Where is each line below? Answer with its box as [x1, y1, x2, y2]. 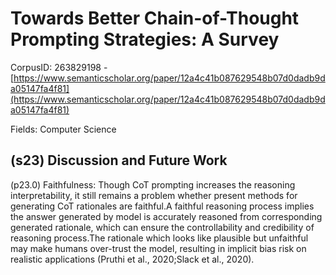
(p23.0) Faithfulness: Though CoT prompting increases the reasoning [10, 178, 296, 191]
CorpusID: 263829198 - [10, 61, 108, 73]
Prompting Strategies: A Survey [10, 28, 280, 51]
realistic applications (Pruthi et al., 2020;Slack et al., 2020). [10, 253, 255, 265]
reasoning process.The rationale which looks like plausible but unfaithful [10, 232, 309, 244]
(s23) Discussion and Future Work [10, 152, 228, 169]
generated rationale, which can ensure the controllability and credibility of [10, 221, 315, 233]
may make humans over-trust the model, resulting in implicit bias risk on [10, 242, 307, 254]
